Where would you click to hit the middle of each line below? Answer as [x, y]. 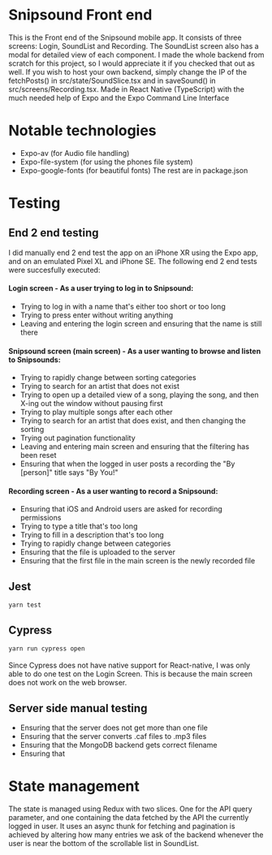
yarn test [25, 605]
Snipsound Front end [80, 15]
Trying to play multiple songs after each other [96, 412]
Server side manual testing [78, 708]
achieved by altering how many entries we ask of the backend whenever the [136, 835]
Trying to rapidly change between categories [95, 544]
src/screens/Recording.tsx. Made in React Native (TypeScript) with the [127, 89]
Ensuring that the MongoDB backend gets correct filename [119, 745]
